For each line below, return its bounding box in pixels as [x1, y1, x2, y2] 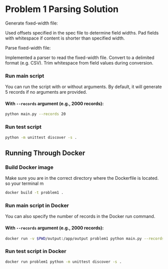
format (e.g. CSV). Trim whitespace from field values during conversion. [5, 60, 153, 66]
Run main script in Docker [5, 202, 69, 209]
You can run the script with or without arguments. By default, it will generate [5, 84, 162, 90]
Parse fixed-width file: [5, 45, 51, 51]
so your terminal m [5, 180, 44, 186]
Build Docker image [5, 164, 53, 171]
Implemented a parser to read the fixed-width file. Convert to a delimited [5, 54, 154, 61]
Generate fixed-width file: [5, 20, 58, 26]
